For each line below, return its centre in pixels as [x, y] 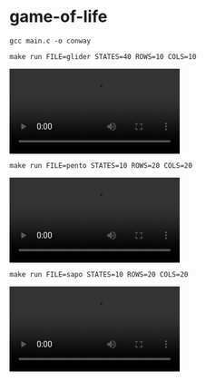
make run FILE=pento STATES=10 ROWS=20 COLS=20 [101, 165]
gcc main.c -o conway [50, 41]
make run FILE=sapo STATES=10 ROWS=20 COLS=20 [99, 274]
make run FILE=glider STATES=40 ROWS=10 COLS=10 [103, 56]
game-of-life [59, 17]
